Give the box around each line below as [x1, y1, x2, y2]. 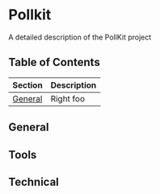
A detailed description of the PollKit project [8, 32, 152, 42]
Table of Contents [8, 56, 101, 69]
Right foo [50, 93, 86, 104]
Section [12, 79, 43, 90]
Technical [8, 175, 59, 188]
